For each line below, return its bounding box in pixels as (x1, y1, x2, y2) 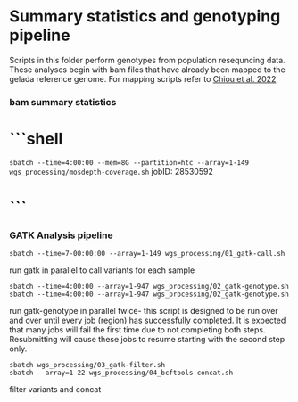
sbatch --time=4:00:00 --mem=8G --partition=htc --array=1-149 (9, 158, 250, 167)
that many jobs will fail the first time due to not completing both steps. (9, 324, 266, 335)
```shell (9, 129, 63, 149)
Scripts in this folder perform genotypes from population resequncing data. (9, 54, 286, 65)
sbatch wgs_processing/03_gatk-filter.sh (9, 361, 166, 370)
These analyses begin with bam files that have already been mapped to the (9, 64, 286, 75)
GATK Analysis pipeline (9, 229, 113, 242)
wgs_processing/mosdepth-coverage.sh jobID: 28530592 (9, 166, 214, 176)
